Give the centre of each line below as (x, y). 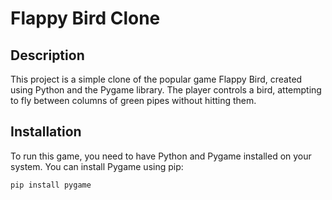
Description (47, 55)
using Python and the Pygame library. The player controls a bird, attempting (166, 90)
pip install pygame (51, 185)
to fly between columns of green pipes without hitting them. (133, 100)
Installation (46, 132)
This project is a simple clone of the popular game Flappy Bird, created (156, 79)
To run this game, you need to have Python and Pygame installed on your (161, 156)
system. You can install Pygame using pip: (97, 166)
